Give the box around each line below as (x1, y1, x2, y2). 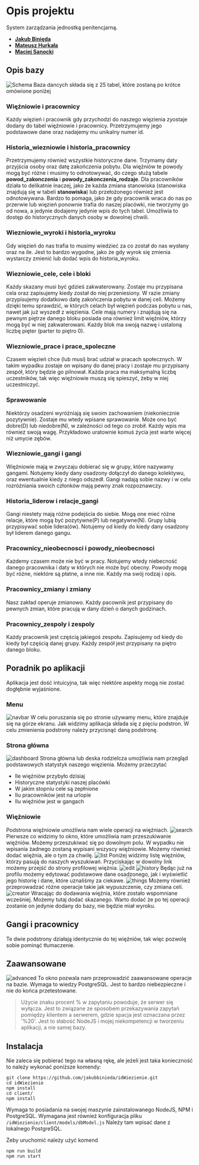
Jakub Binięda (14, 35, 51, 42)
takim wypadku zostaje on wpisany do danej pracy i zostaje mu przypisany (6, 362, 189, 369)
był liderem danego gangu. (6, 530, 72, 537)
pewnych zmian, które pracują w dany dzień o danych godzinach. (6, 605, 167, 612)
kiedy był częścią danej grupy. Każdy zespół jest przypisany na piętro (6, 640, 176, 647)
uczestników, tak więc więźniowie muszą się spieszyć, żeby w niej (6, 375, 169, 382)
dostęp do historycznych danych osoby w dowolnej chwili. (6, 214, 150, 221)
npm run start (6, 1153, 42, 1160)
